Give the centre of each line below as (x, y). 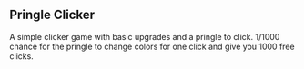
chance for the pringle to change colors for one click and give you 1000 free (152, 46)
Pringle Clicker (52, 15)
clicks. (21, 56)
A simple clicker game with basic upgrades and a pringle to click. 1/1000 (145, 36)
